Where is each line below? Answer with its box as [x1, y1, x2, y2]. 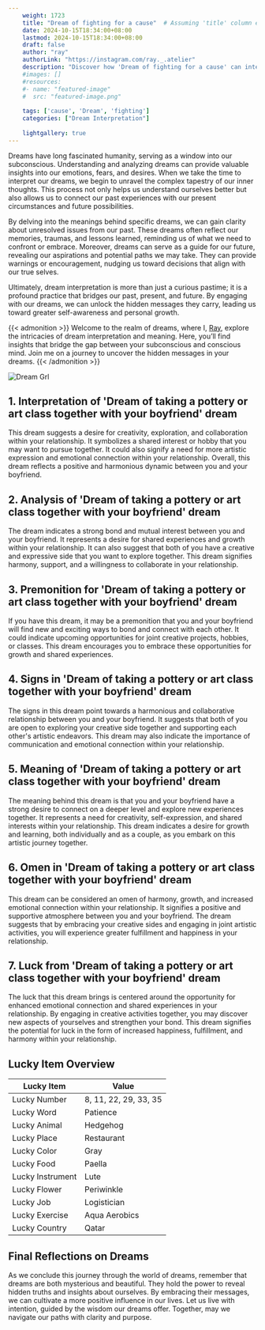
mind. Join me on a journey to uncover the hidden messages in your [8, 348, 230, 357]
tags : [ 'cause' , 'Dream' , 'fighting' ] [22, 108, 150, 115]
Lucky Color [12, 1146, 58, 1157]
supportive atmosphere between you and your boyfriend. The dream [8, 911, 231, 920]
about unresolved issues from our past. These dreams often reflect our [8, 225, 239, 234]
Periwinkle [84, 1184, 124, 1195]
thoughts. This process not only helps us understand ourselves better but [8, 184, 247, 194]
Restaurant [84, 1132, 125, 1143]
